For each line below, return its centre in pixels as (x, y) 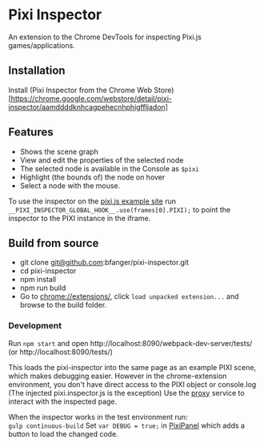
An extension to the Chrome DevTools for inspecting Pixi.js (105, 37)
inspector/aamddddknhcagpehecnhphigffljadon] (88, 107)
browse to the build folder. (63, 305)
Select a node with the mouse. (70, 185)
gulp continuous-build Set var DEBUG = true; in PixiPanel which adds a (127, 425)
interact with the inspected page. (63, 401)
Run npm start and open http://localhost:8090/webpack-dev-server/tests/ (130, 343)
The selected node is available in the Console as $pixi (110, 168)
